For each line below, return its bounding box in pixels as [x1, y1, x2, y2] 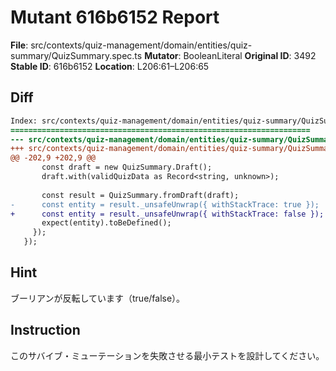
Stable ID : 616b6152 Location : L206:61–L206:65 [10, 60, 210, 72]
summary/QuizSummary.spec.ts [10, 49, 143, 61]
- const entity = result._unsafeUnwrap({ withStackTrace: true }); [10, 199, 320, 210]
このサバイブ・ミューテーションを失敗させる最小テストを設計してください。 [10, 349, 325, 361]
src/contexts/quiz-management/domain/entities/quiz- [30, 39, 253, 51]
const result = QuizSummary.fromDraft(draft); [41, 190, 240, 200]
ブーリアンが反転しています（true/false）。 [10, 292, 186, 304]
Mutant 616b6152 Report [10, 6, 220, 29]
